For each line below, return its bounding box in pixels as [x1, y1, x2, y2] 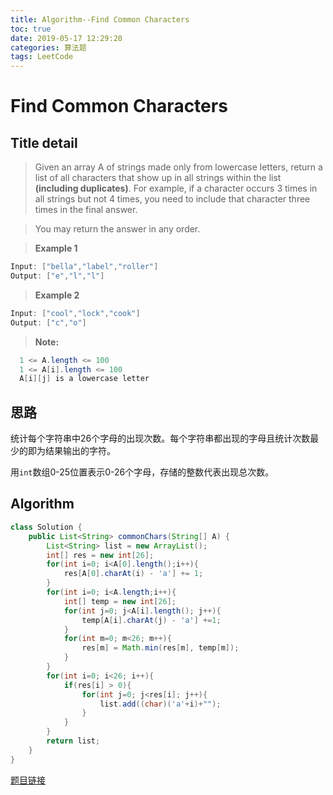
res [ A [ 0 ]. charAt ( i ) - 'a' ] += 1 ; [63, 569, 204, 579]
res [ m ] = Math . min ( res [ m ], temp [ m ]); [81, 643, 240, 653]
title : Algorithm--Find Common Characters [10, 14, 190, 25]
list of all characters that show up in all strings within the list [34, 172, 282, 184]
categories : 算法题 [10, 42, 87, 53]
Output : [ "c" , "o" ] [10, 317, 87, 328]
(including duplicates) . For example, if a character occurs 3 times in [34, 182, 318, 195]
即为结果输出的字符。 [27, 445, 116, 457]
